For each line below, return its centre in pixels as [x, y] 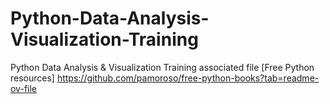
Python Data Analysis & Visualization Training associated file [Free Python [162, 67]
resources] [32, 78]
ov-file [23, 88]
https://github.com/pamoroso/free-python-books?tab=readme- [188, 78]
